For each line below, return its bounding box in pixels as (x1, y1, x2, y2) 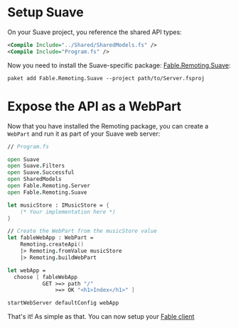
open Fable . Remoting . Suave (7, 189, 87, 196)
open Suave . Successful (7, 169, 75, 176)
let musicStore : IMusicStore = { (7, 202, 110, 209)
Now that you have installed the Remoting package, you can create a (7, 121, 209, 130)
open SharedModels (7, 175, 62, 183)
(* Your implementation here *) (20, 208, 116, 215)
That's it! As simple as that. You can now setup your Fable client (7, 312, 195, 321)
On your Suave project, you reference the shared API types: (7, 28, 183, 36)
